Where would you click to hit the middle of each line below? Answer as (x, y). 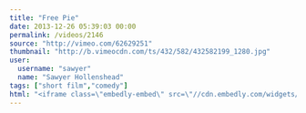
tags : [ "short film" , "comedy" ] (69, 86)
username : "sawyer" (55, 69)
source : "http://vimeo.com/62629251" (81, 43)
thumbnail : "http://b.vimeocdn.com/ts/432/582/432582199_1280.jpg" (140, 52)
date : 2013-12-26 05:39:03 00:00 (73, 26)
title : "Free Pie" (44, 18)
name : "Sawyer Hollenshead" (71, 77)
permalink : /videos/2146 (56, 35)
